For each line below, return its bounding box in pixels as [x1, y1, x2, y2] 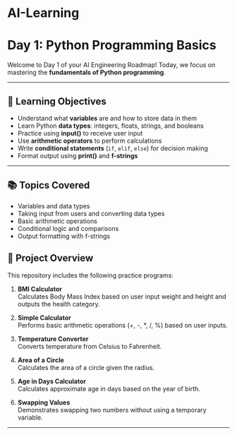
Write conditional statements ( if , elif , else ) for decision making [17, 143, 208, 153]
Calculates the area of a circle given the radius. [17, 363, 155, 371]
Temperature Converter [17, 334, 89, 343]
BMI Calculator [17, 285, 62, 293]
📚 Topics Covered [7, 179, 90, 191]
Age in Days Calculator [17, 376, 87, 386]
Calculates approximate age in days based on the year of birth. [17, 384, 201, 393]
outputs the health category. [17, 299, 100, 308]
